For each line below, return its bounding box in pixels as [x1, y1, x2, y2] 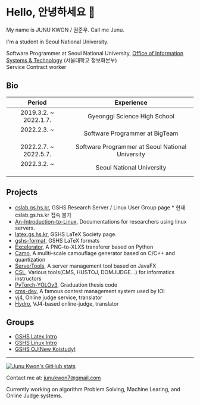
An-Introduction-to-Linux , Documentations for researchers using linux [14, 218, 187, 225]
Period [27, 98, 47, 106]
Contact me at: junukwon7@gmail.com [6, 374, 101, 381]
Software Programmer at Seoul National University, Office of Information [6, 49, 184, 56]
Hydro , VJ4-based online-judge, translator [14, 300, 119, 307]
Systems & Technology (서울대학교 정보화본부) [6, 56, 117, 64]
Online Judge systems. [6, 392, 62, 399]
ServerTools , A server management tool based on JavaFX [14, 262, 157, 269]
